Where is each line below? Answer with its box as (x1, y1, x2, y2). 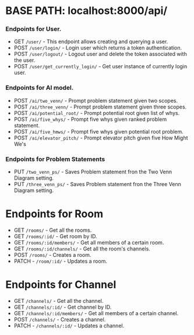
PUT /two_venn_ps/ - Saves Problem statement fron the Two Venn (13, 168, 172, 176)
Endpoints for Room (5, 207, 103, 221)
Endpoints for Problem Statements (5, 155, 105, 163)
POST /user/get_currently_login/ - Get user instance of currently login (13, 63, 188, 70)
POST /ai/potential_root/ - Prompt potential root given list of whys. (13, 109, 180, 116)
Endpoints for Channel (5, 278, 117, 291)
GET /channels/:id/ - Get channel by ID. (13, 303, 112, 310)
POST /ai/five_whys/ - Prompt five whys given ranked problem (13, 116, 167, 123)
